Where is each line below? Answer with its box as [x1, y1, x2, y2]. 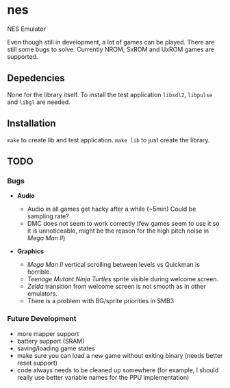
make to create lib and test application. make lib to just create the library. [7, 135, 210, 144]
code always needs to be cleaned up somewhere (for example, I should [16, 365, 219, 374]
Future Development [7, 314, 77, 324]
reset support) [16, 359, 58, 367]
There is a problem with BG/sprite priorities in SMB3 [27, 297, 175, 305]
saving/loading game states [16, 344, 96, 352]
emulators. [27, 289, 58, 298]
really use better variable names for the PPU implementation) [16, 373, 190, 381]
